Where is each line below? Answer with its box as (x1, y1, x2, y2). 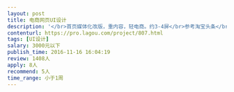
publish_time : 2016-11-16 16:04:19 (7, 49, 111, 56)
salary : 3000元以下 (7, 42, 61, 49)
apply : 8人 (7, 62, 38, 68)
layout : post (7, 10, 45, 17)
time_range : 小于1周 (7, 74, 64, 82)
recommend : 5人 (7, 68, 50, 75)
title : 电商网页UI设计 (7, 17, 67, 24)
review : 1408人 (7, 55, 50, 62)
